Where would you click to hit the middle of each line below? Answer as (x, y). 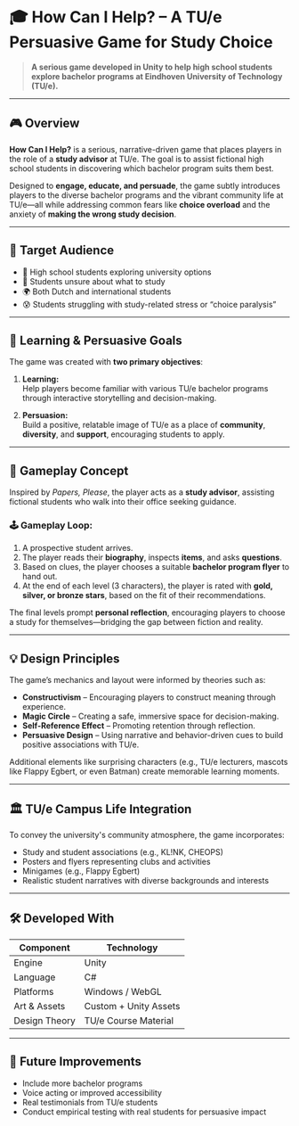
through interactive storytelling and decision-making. (119, 399)
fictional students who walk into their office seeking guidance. (123, 502)
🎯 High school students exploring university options (117, 272)
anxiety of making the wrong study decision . (93, 214)
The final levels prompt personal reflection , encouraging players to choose (148, 612)
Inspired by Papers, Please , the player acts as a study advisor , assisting (142, 492)
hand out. (40, 577)
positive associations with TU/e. (81, 744)
